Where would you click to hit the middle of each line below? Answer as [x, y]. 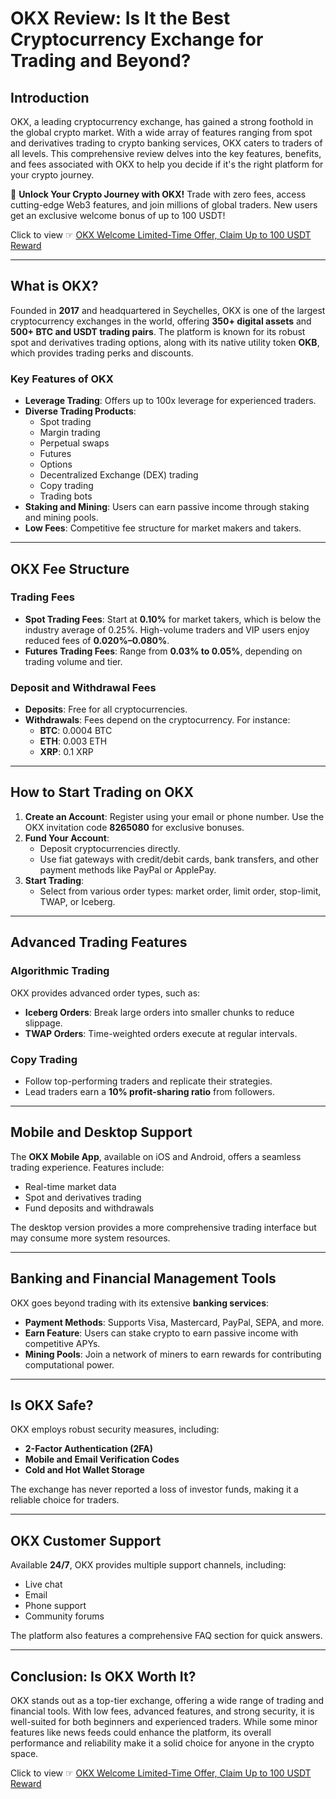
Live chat [43, 1584]
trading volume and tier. [73, 661]
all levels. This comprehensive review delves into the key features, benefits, [166, 153]
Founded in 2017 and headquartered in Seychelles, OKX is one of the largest [168, 310]
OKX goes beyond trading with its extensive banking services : [140, 1303]
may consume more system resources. [90, 1238]
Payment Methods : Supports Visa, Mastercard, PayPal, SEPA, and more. [174, 1322]
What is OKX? [54, 286]
